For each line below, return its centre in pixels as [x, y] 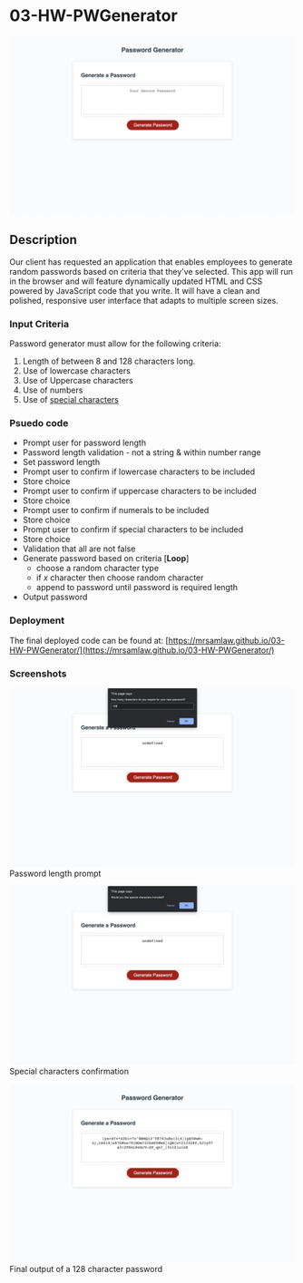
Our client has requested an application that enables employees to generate [151, 262]
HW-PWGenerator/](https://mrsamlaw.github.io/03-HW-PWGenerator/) [142, 650]
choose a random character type [98, 569]
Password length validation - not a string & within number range [142, 452]
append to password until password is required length [137, 588]
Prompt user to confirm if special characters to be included [133, 530]
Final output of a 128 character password [86, 1268]
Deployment [37, 620]
